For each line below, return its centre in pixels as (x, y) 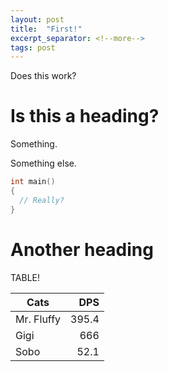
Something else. (43, 163)
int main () (33, 182)
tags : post (33, 47)
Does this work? (43, 76)
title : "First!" (46, 29)
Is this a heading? (85, 116)
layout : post (37, 19)
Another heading (82, 249)
